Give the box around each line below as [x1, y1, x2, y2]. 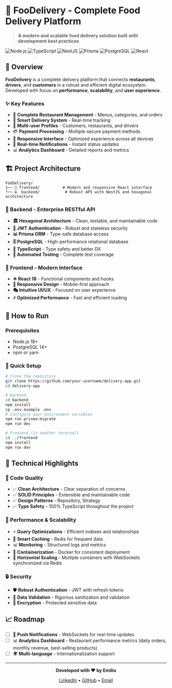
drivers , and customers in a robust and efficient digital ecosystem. [5, 82, 147, 88]
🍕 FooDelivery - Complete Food [5, 5, 141, 16]
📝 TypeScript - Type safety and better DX [12, 246, 101, 252]
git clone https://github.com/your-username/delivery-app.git [5, 379, 141, 384]
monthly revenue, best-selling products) [12, 644, 98, 651]
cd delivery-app [5, 383, 40, 389]
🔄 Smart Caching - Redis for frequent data [12, 536, 103, 542]
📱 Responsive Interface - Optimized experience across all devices [12, 136, 154, 142]
